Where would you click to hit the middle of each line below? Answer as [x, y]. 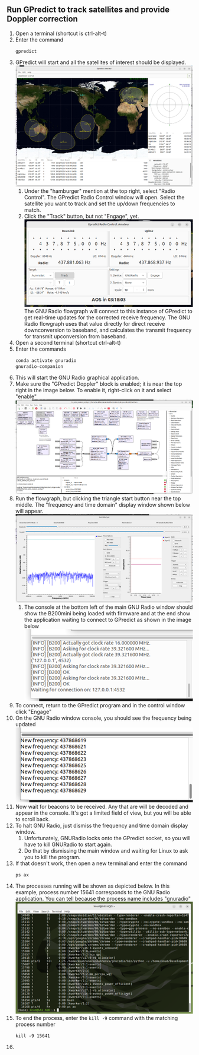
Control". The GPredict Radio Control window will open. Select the [104, 197]
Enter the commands [41, 349]
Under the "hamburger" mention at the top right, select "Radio [99, 191]
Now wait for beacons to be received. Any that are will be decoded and [102, 806]
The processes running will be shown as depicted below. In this [92, 886]
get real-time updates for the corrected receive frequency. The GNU [107, 317]
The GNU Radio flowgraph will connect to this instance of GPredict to [108, 312]
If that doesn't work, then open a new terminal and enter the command [101, 863]
